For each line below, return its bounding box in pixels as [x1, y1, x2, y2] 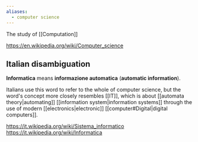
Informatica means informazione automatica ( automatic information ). [6, 75, 181, 82]
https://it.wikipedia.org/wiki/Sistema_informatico [6, 122, 124, 130]
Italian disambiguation [6, 59, 91, 69]
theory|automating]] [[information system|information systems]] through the [6, 99, 193, 106]
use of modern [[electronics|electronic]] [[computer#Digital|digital [6, 105, 168, 112]
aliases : [6, 8, 28, 15]
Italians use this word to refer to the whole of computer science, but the [6, 86, 181, 93]
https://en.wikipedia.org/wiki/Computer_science [6, 42, 123, 49]
